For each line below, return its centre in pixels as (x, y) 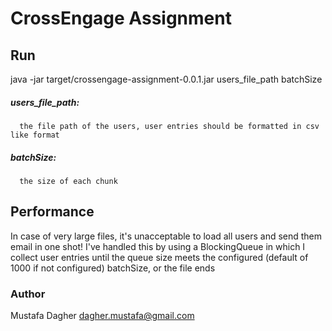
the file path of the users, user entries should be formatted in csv (169, 126)
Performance (52, 212)
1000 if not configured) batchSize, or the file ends (113, 268)
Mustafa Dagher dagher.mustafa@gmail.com (102, 316)
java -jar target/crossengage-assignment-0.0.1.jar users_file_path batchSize (166, 79)
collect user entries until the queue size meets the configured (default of (159, 257)
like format (35, 135)
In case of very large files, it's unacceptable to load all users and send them (166, 236)
